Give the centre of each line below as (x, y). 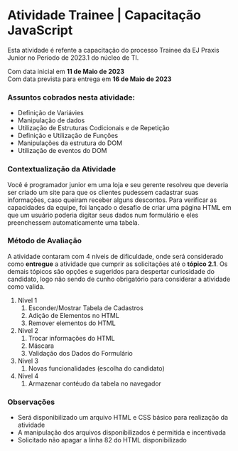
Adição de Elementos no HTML (74, 315)
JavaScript (40, 30)
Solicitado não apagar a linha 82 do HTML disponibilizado (102, 440)
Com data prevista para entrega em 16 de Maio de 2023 (90, 79)
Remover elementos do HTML (72, 323)
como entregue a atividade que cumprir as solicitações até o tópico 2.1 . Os (118, 264)
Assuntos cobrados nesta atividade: (71, 97)
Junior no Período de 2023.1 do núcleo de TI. (73, 58)
